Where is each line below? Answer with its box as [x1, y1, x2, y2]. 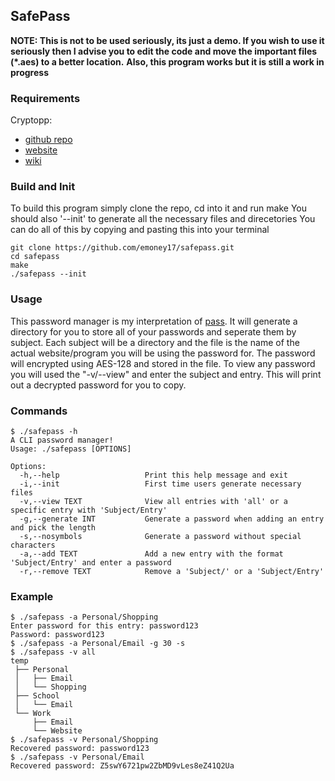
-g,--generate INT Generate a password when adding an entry [19, 514, 325, 524]
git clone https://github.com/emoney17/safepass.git [10, 243, 235, 253]
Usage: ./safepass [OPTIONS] [10, 444, 132, 454]
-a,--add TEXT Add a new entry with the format [19, 549, 284, 559]
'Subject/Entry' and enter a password [10, 558, 172, 568]
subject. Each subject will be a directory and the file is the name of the [10, 336, 300, 348]
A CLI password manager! [10, 435, 114, 445]
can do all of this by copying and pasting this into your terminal [10, 224, 270, 236]
